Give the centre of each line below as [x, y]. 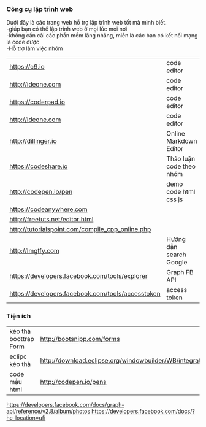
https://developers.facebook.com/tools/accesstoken [85, 294]
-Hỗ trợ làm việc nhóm [35, 48]
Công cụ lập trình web [40, 9]
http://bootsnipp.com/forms [80, 339]
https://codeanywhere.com [48, 209]
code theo [181, 166]
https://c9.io [27, 67]
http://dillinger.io [33, 141]
